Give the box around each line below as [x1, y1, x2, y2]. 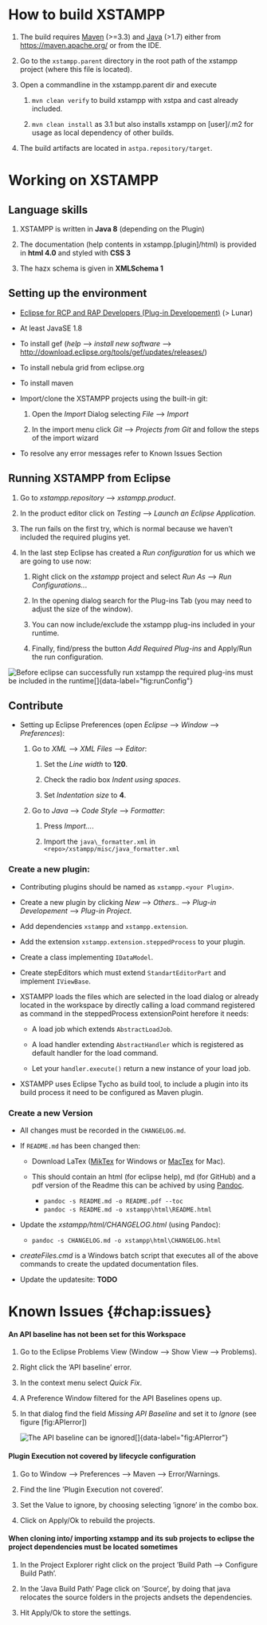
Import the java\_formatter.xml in [43, 836, 155, 847]
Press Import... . [43, 821, 94, 831]
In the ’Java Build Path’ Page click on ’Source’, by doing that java [19, 1583, 231, 1593]
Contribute [8, 698, 64, 712]
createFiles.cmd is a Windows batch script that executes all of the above [19, 1251, 259, 1260]
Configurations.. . [31, 580, 88, 590]
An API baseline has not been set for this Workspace [8, 1329, 187, 1338]
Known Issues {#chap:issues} [8, 1303, 213, 1321]
